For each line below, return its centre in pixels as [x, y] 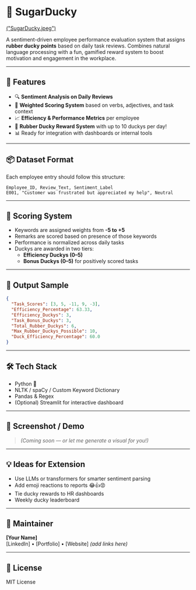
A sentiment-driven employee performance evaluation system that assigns [96, 39]
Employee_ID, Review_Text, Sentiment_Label [60, 187]
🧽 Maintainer [30, 524]
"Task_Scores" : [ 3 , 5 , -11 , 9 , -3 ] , [56, 304]
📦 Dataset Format [40, 160]
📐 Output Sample [37, 285]
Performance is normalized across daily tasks [69, 243]
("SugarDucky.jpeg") [31, 28]
